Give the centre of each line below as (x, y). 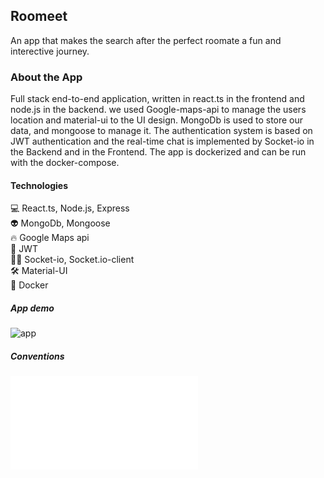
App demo (32, 308)
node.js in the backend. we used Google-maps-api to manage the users (158, 110)
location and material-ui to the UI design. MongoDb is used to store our (157, 120)
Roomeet (39, 16)
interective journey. (50, 51)
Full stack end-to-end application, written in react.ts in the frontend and (157, 99)
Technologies (39, 185)
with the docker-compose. (65, 163)
